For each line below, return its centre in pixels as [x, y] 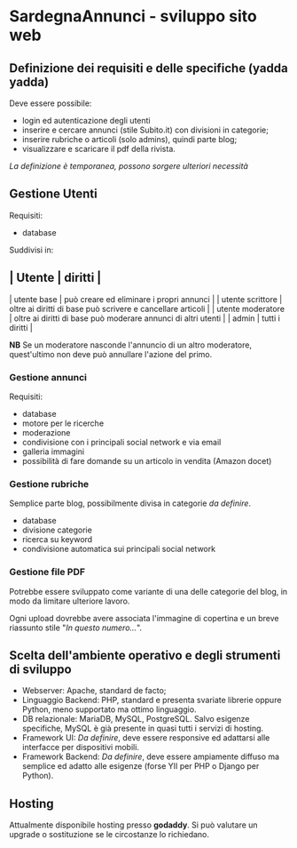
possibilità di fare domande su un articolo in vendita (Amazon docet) [147, 460]
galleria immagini [53, 452]
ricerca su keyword [57, 540]
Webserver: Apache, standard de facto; [94, 691]
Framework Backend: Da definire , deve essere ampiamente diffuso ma [151, 756]
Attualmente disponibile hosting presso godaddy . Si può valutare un [134, 825]
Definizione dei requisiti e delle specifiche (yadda [148, 68]
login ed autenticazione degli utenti [86, 120]
